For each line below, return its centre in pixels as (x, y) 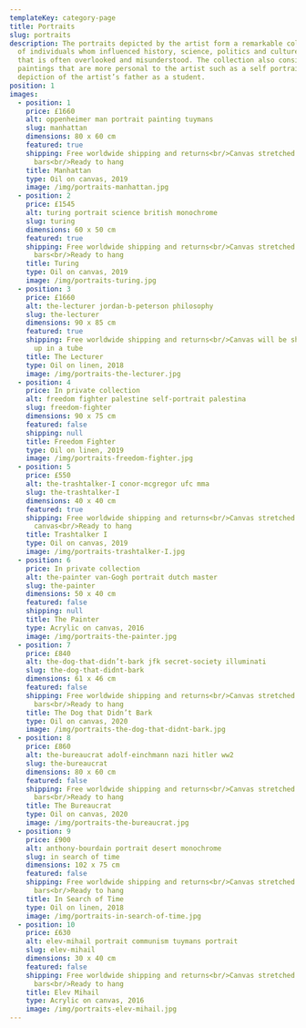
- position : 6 (44, 560)
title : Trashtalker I (66, 535)
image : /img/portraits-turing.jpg (91, 281)
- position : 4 (44, 382)
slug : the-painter (61, 586)
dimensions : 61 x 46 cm (71, 679)
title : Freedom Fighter (71, 442)
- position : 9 (44, 831)
